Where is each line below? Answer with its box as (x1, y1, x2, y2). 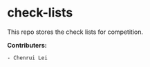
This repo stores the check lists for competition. (7, 28, 144, 36)
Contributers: (7, 41, 47, 49)
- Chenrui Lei (7, 54, 48, 61)
